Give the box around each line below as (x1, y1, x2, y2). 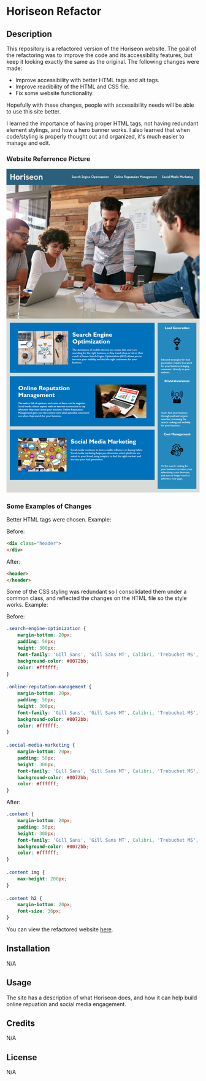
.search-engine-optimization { (6, 626, 86, 632)
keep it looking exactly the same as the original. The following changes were (6, 58, 199, 65)
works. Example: (6, 601, 48, 609)
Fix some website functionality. (15, 90, 94, 96)
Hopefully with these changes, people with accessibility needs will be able (6, 101, 194, 109)
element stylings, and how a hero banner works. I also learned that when (6, 126, 190, 133)
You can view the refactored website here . (6, 926, 113, 933)
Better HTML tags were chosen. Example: (6, 515, 112, 523)
